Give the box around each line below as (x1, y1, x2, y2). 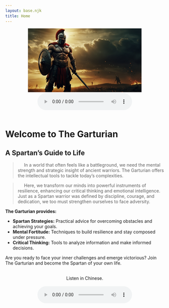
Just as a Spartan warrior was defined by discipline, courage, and (17, 193, 155, 199)
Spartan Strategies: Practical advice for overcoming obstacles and (12, 218, 152, 224)
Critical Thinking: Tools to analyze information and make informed (12, 240, 151, 245)
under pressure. (12, 234, 46, 240)
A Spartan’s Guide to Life (5, 148, 85, 157)
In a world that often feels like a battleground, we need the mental (24, 162, 160, 168)
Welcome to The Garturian (5, 129, 119, 140)
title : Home (5, 13, 30, 19)
